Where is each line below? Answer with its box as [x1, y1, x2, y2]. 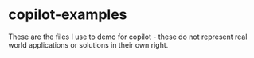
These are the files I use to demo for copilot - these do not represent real [8, 32, 248, 41]
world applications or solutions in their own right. [8, 40, 169, 49]
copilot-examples [8, 6, 127, 24]
